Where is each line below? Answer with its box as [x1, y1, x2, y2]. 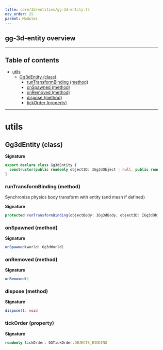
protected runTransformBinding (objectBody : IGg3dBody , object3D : [5, 213, 140, 218]
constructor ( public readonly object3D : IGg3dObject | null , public [9, 167, 149, 172]
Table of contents [5, 56, 59, 64]
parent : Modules [5, 16, 38, 21]
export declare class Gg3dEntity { [5, 163, 77, 167]
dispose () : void [5, 308, 38, 313]
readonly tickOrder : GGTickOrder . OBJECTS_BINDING [5, 340, 108, 345]
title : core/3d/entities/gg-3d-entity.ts [5, 7, 90, 12]
